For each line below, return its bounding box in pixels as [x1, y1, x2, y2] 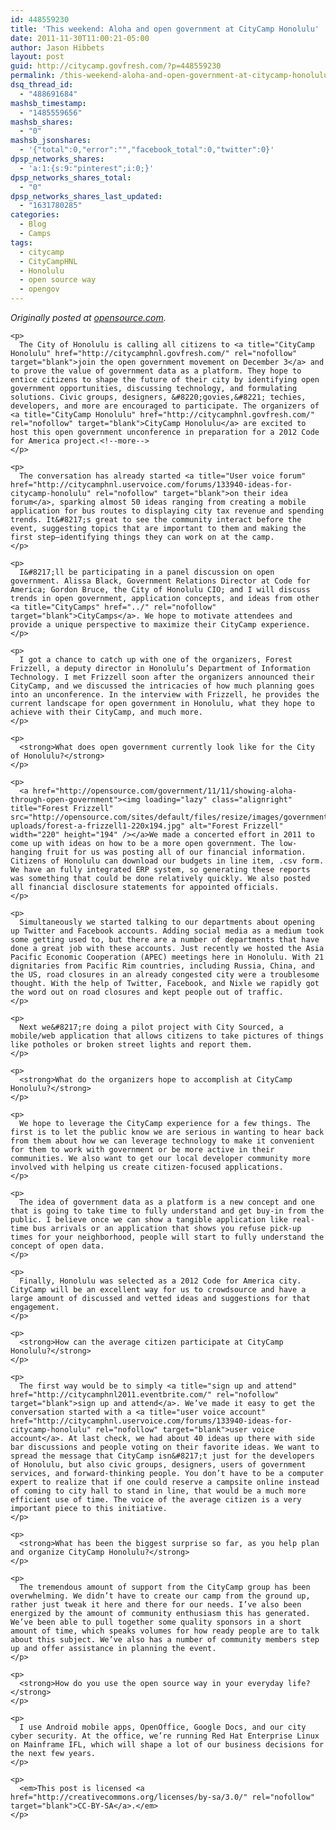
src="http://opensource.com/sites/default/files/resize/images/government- [10, 812, 333, 822]
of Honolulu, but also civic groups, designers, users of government [10, 1460, 307, 1470]
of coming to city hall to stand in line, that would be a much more [10, 1486, 307, 1496]
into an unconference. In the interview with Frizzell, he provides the [10, 690, 320, 700]
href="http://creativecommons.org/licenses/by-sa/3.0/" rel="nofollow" [10, 1792, 315, 1802]
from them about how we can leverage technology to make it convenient [10, 1136, 315, 1146]
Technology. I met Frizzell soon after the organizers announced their [10, 672, 315, 682]
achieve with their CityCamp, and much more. [10, 707, 203, 717]
